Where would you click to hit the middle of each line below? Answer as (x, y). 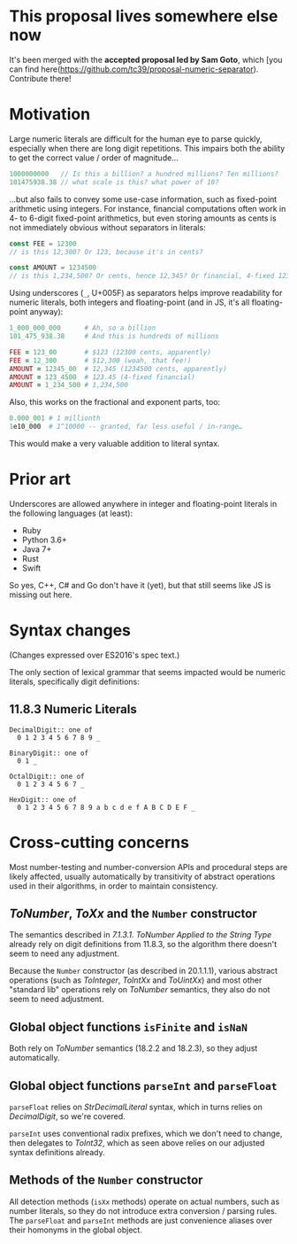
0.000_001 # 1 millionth (55, 418)
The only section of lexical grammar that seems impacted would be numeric (147, 672)
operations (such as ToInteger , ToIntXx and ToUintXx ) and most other (136, 980)
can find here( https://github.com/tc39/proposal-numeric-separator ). (134, 69)
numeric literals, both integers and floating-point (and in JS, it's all (129, 302)
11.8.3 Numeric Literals (73, 709)
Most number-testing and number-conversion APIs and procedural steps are (148, 867)
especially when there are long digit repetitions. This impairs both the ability (147, 148)
